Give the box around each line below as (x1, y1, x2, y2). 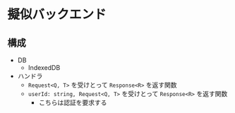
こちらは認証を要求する (38, 98, 107, 107)
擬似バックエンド (7, 6, 107, 23)
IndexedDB (28, 64, 61, 71)
